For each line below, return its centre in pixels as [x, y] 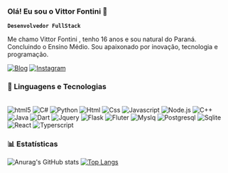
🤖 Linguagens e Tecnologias [57, 87]
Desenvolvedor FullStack [44, 26]
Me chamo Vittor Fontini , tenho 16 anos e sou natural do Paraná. [102, 39]
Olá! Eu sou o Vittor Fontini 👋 [58, 11]
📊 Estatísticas [33, 144]
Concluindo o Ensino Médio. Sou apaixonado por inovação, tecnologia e [113, 47]
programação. [28, 54]
